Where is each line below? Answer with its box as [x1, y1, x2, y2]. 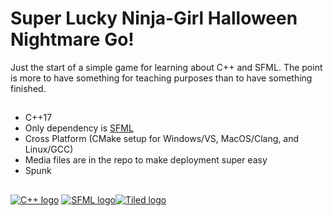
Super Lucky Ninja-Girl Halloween [10, 7, 298, 30]
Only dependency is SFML [24, 122, 134, 134]
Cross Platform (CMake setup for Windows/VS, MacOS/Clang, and [24, 133, 299, 145]
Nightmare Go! [10, 28, 135, 51]
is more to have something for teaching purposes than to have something [10, 72, 313, 84]
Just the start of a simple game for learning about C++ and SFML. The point [10, 61, 323, 73]
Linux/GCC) [24, 143, 74, 156]
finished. [10, 82, 47, 94]
